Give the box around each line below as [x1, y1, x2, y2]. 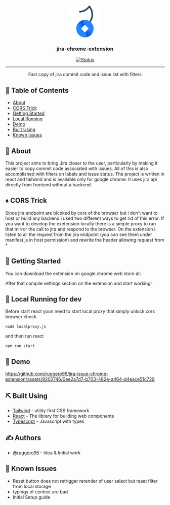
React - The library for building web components [12, 413, 114, 419]
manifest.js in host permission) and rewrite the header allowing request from [5, 237, 164, 243]
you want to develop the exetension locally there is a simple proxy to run [5, 220, 156, 226]
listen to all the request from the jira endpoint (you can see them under [5, 231, 153, 238]
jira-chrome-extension [56, 45, 114, 52]
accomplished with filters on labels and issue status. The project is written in [5, 171, 165, 177]
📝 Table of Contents [5, 86, 69, 94]
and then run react [5, 333, 44, 339]
